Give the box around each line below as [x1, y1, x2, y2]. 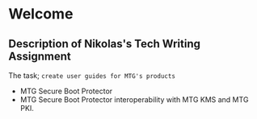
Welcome [8, 5, 74, 23]
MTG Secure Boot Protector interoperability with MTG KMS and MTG [19, 95, 249, 105]
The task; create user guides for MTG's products [8, 71, 176, 80]
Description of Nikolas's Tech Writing [8, 37, 200, 51]
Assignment [8, 49, 71, 63]
